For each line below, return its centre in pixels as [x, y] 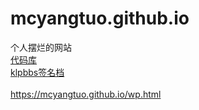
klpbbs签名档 [37, 72]
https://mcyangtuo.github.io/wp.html [86, 94]
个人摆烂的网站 [41, 47]
